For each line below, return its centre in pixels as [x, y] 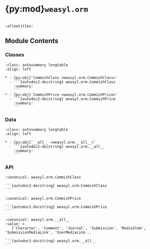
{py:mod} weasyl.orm [47, 9]
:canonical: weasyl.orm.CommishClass [43, 177]
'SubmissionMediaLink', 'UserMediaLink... [48, 232]
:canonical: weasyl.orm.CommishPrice [43, 199]
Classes [15, 55]
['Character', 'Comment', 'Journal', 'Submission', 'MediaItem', [79, 228]
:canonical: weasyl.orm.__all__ [37, 220]
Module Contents [32, 41]
